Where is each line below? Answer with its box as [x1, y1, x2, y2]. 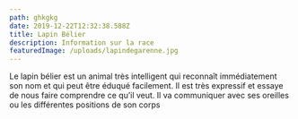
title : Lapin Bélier [9, 30, 87, 38]
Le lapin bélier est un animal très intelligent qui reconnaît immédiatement [9, 71, 277, 81]
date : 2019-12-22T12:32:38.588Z [9, 21, 130, 30]
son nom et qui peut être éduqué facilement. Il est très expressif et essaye [9, 81, 284, 91]
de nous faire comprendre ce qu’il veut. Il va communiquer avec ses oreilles [9, 90, 290, 101]
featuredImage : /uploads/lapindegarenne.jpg [9, 47, 179, 55]
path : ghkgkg [9, 13, 58, 22]
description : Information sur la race [9, 38, 154, 47]
